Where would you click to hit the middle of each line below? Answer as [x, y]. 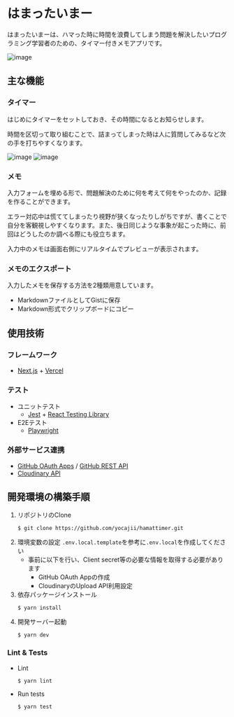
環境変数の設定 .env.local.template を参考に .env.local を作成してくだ [118, 542]
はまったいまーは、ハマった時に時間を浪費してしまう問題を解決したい [108, 34]
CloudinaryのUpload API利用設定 [85, 586]
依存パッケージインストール [57, 594]
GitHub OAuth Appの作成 [74, 577]
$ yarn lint [35, 681]
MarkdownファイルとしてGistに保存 [69, 300]
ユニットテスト [39, 407]
